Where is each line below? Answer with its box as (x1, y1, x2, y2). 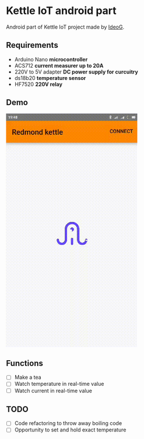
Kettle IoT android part (6, 4, 117, 18)
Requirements (6, 40, 58, 50)
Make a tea (14, 374, 42, 381)
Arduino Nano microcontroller (14, 55, 88, 62)
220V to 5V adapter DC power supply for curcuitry (14, 68, 138, 75)
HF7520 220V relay (14, 81, 63, 88)
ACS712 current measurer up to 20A (14, 62, 104, 69)
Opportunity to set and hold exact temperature (14, 426, 127, 433)
